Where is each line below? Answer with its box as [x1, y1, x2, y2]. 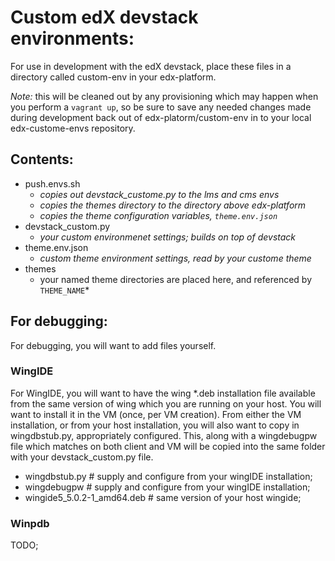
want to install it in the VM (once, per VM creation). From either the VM [10, 408, 302, 420]
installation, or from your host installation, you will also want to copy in [10, 419, 300, 431]
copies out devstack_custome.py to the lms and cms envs [39, 188, 280, 200]
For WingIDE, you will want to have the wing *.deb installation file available [10, 387, 316, 399]
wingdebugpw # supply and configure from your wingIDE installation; [24, 481, 311, 493]
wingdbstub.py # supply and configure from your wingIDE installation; [24, 470, 313, 482]
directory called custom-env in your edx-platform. [10, 71, 217, 83]
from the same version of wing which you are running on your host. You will [10, 397, 322, 410]
